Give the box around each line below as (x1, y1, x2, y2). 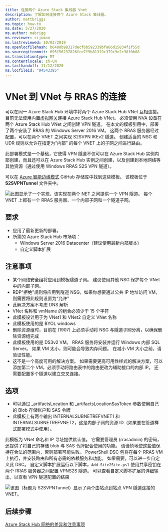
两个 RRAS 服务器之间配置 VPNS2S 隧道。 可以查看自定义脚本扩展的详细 (5, 468, 154, 474)
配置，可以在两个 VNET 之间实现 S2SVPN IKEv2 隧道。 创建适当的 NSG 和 (5, 133, 157, 139)
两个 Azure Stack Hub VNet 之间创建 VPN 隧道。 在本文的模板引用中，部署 (5, 121, 159, 127)
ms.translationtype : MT (5, 54, 55, 59)
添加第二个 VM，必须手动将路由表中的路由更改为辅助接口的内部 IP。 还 (12, 364, 159, 370)
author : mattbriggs (5, 17, 46, 22)
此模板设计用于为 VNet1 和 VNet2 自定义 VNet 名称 (12, 314, 117, 320)
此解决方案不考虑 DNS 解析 (12, 301, 68, 307)
